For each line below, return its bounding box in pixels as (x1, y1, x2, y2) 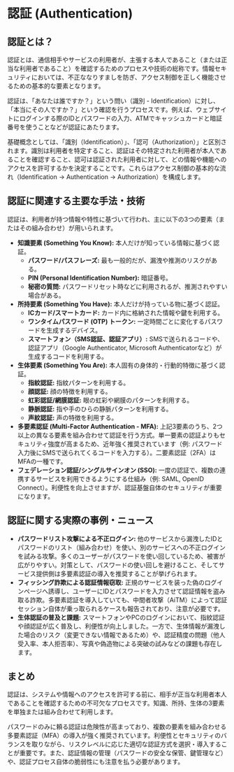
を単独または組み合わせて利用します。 (7, 708, 117, 716)
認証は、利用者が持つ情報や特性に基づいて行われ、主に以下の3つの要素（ (7, 215, 219, 223)
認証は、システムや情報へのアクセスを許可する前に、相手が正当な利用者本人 (7, 690, 227, 699)
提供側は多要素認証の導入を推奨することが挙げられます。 (36, 569, 201, 578)
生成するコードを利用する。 (27, 352, 108, 360)
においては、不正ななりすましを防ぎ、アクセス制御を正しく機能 (31, 73, 214, 81)
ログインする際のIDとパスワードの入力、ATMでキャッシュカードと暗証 (19, 114, 223, 122)
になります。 (17, 492, 54, 500)
